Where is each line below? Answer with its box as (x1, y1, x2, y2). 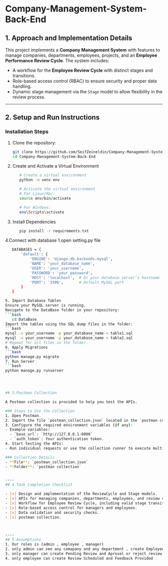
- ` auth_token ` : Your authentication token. (9, 437, 104, 442)
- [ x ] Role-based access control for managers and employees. (5, 505, 137, 510)
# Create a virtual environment (19, 173, 87, 178)
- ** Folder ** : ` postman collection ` (5, 464, 81, 469)
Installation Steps (5, 128, 49, 135)
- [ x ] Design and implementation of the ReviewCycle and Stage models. (5, 491, 157, 497)
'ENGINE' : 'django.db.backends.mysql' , (29, 256, 113, 261)
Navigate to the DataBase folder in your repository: (5, 307, 120, 313)
